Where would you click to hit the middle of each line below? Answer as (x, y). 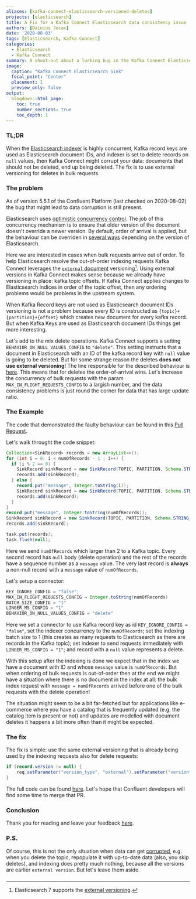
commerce (19, 710)
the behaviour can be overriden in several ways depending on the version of (98, 237)
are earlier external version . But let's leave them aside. (73, 870)
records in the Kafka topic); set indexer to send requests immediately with (95, 643)
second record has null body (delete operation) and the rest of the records (96, 557)
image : (14, 66)
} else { (22, 480)
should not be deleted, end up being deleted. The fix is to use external (90, 167)
